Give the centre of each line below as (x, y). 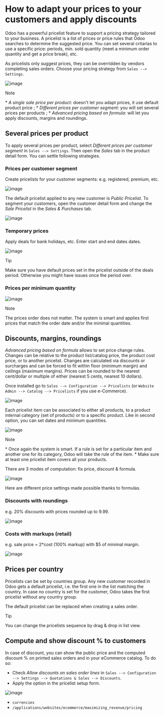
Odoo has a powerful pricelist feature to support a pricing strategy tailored (80, 33)
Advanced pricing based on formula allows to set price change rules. (75, 350)
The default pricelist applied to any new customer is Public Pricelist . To (77, 198)
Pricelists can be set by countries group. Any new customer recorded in (78, 581)
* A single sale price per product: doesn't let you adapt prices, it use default (82, 102)
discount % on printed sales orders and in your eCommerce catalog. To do (81, 658)
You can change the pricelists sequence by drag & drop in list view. (73, 625)
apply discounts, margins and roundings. (46, 118)
